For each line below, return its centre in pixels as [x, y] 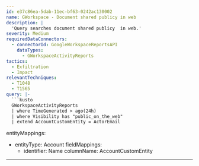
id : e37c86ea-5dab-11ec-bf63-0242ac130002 [59, 12]
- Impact [22, 72]
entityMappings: [26, 133]
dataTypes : [30, 50]
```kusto [22, 100]
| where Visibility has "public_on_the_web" [67, 116]
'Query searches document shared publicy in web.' [77, 28]
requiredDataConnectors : [37, 39]
